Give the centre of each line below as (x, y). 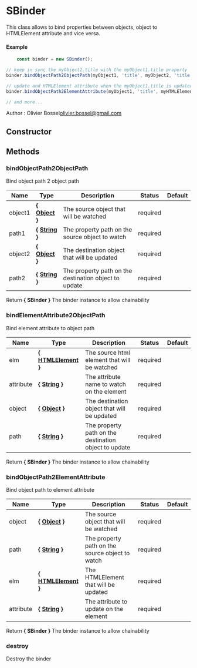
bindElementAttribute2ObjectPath (56, 315)
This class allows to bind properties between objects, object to (82, 27)
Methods (23, 152)
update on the (104, 609)
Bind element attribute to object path (50, 328)
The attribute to (106, 602)
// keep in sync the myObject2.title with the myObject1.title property (97, 70)
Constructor (29, 131)
